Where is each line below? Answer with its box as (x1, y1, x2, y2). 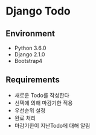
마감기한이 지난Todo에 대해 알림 (14, 122, 91, 129)
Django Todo (5, 4, 71, 18)
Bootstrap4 (14, 58, 43, 64)
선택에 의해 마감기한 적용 (14, 99, 73, 107)
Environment (5, 28, 56, 39)
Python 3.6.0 (14, 44, 46, 51)
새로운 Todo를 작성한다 (14, 91, 70, 99)
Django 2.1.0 (14, 51, 45, 58)
